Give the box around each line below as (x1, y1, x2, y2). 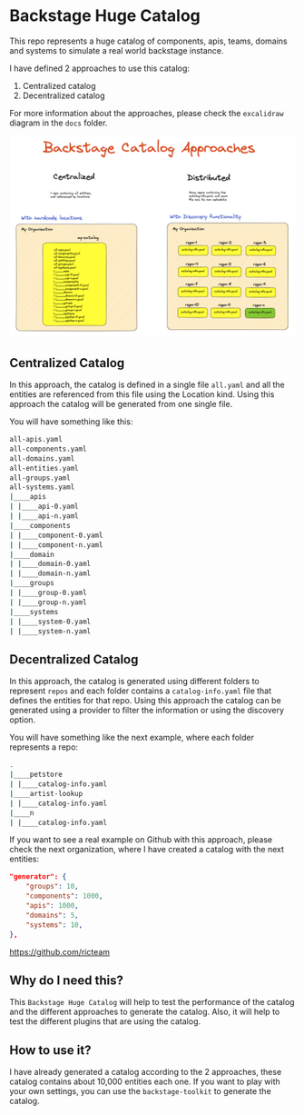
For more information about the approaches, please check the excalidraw (9, 107, 284, 118)
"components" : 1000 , (25, 891, 103, 901)
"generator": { (9, 872, 67, 881)
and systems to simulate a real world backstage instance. (9, 45, 224, 55)
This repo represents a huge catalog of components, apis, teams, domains (9, 35, 288, 46)
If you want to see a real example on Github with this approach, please (9, 834, 273, 845)
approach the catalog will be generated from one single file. (9, 399, 233, 410)
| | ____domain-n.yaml (9, 569, 92, 578)
